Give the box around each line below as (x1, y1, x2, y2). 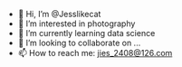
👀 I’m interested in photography (17, 18, 136, 29)
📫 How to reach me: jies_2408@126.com (17, 48, 173, 58)
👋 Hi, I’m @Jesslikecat (17, 9, 101, 19)
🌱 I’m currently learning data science (17, 28, 156, 38)
